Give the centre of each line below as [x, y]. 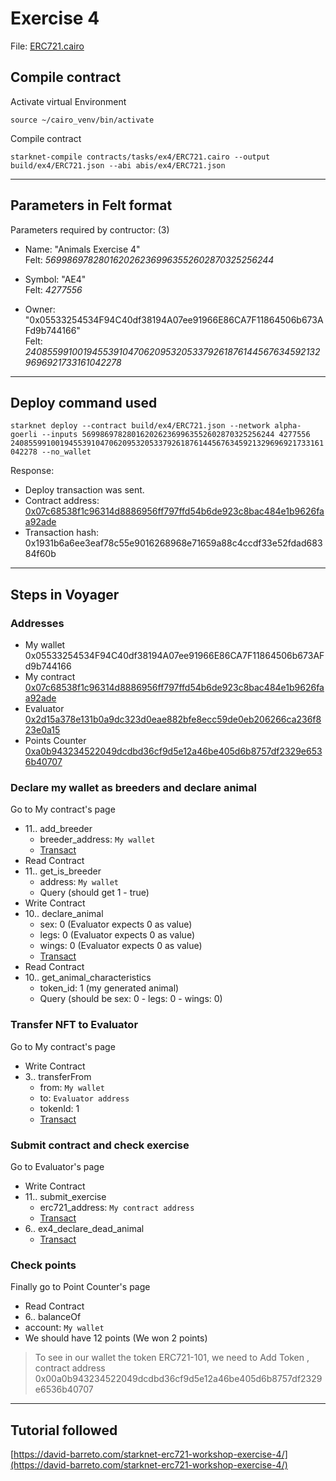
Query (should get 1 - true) [94, 893]
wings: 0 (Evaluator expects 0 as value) [121, 946]
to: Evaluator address [84, 1098]
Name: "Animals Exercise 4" [82, 249]
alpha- [288, 426]
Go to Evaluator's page [57, 1166]
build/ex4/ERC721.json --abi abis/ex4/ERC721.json [118, 165]
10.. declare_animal [64, 914]
